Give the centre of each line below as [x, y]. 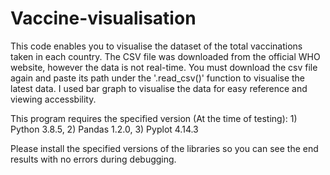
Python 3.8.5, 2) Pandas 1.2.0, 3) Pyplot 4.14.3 [104, 129]
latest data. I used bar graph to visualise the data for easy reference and [159, 88]
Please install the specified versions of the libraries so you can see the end [164, 148]
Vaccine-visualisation [103, 18]
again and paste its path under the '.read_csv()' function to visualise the [158, 78]
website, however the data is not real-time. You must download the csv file [164, 67]
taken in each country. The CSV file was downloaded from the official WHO [165, 56]
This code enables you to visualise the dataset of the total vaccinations [156, 46]
